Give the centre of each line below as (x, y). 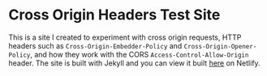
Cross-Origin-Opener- (220, 46)
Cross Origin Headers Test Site (114, 15)
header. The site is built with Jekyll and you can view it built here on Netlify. (135, 63)
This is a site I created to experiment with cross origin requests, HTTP (125, 37)
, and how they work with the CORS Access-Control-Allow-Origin (139, 54)
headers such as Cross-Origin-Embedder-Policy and (95, 45)
